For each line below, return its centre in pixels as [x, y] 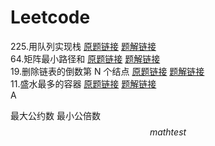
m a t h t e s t [168, 132]
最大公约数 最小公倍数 [55, 115]
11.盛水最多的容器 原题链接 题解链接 [83, 83]
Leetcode [50, 17]
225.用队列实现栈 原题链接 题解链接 [83, 46]
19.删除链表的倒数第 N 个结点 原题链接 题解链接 [107, 71]
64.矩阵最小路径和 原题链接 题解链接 [85, 58]
